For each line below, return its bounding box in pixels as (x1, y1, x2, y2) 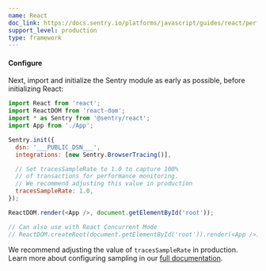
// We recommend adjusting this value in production (15, 180, 193, 188)
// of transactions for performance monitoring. (15, 172, 179, 181)
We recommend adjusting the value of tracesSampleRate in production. (8, 245, 239, 254)
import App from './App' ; (8, 122, 93, 130)
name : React (8, 11, 47, 20)
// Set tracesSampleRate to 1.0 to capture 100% (15, 165, 179, 173)
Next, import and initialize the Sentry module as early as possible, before (8, 76, 245, 86)
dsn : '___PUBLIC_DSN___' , (15, 143, 101, 151)
